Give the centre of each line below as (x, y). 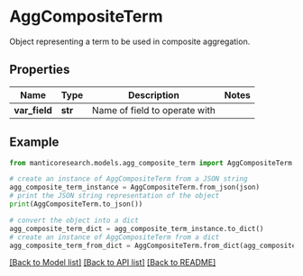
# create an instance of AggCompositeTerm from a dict (115, 237)
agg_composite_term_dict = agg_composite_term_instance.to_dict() (137, 228)
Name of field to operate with (154, 110)
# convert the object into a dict (74, 220)
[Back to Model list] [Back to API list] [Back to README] (113, 263)
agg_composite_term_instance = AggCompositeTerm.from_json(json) (134, 187)
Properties (40, 70)
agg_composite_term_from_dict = (70, 245)
